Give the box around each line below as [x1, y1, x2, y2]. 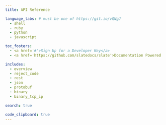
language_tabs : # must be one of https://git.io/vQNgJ [5, 16, 121, 21]
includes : [5, 62, 26, 67]
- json [9, 80, 23, 85]
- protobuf [9, 85, 32, 90]
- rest [9, 75, 23, 81]
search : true [5, 103, 32, 108]
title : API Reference [5, 7, 50, 12]
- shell [9, 21, 26, 26]
